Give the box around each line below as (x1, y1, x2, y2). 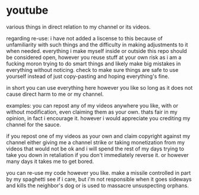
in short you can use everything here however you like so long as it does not (6, 84, 193, 91)
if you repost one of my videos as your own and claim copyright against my (6, 132, 191, 140)
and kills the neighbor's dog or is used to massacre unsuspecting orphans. (6, 182, 189, 189)
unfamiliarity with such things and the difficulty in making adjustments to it (6, 41, 188, 48)
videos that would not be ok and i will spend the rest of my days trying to (6, 145, 184, 152)
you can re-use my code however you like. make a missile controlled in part (6, 169, 191, 176)
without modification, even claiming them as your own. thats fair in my (6, 108, 178, 115)
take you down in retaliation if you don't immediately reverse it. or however (6, 151, 189, 158)
